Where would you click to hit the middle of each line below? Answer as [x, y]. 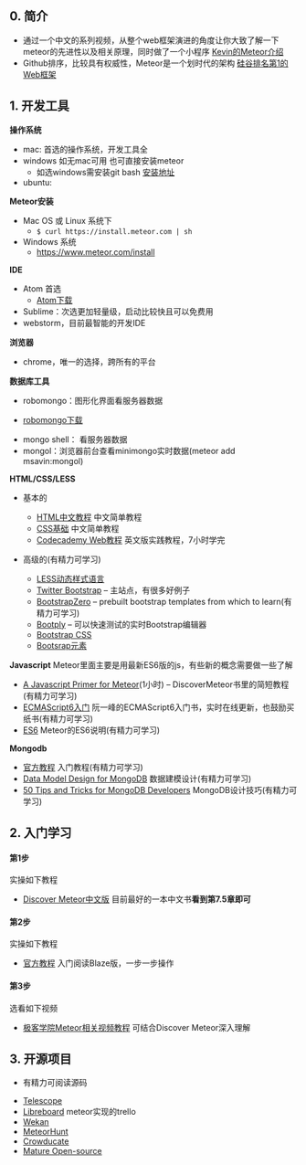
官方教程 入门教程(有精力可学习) [83, 767]
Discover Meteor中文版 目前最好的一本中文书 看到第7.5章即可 [137, 899]
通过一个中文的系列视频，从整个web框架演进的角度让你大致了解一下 [151, 40]
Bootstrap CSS [64, 634]
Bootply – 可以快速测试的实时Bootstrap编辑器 [121, 624]
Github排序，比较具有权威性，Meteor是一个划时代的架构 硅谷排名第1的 [156, 63]
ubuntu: [37, 182]
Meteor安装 [32, 201]
